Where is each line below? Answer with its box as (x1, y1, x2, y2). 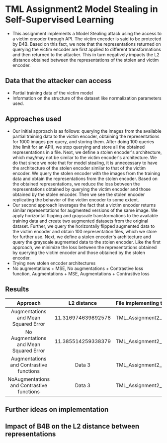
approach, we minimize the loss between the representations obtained (12, 244, 157, 250)
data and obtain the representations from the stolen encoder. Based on (12, 176, 158, 181)
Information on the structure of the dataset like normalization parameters (12, 95, 162, 101)
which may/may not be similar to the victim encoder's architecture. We (12, 154, 157, 160)
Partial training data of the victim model (12, 89, 93, 95)
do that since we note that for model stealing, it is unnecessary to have (12, 160, 158, 166)
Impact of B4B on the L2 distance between (5, 422, 140, 431)
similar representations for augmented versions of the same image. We (12, 207, 158, 213)
